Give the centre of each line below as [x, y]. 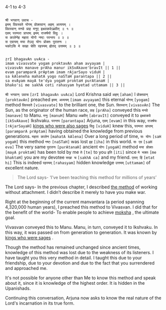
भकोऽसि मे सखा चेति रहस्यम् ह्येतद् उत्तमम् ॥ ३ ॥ [43, 46]
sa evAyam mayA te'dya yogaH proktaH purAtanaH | [57, 81]
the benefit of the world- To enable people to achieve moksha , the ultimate [82, 213]
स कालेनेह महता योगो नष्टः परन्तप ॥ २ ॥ [37, 38]
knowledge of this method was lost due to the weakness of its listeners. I [80, 253]
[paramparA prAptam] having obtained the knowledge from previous [74, 131]
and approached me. [27, 268]
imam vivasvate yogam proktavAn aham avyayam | [55, 64]
